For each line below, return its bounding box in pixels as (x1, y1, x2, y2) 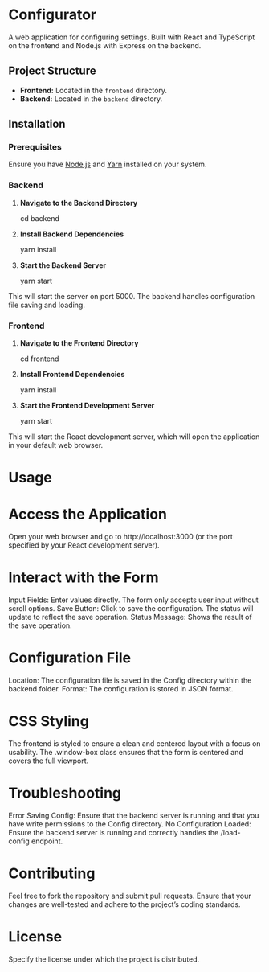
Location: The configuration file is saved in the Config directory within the (8, 675, 252, 685)
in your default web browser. (8, 441, 104, 450)
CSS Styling (8, 712, 90, 731)
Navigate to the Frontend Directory (19, 338, 139, 348)
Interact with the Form (8, 568, 159, 587)
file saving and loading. (8, 300, 86, 310)
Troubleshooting (8, 784, 122, 802)
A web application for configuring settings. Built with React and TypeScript (8, 32, 255, 42)
